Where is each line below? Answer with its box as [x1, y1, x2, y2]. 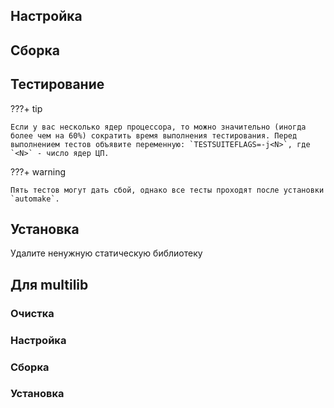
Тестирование [10, 76, 105, 93]
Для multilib [10, 276, 89, 293]
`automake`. [10, 194, 60, 204]
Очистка [10, 306, 55, 320]
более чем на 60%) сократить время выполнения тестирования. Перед [10, 130, 298, 141]
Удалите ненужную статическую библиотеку [10, 247, 203, 259]
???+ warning [10, 165, 66, 178]
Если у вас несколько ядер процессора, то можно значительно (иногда [10, 122, 307, 132]
